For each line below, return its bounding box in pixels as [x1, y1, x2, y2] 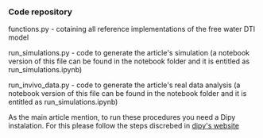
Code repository [8, 6, 73, 17]
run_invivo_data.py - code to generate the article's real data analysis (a [8, 80, 241, 90]
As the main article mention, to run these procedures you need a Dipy [8, 113, 236, 122]
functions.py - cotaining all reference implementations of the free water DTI [8, 25, 256, 34]
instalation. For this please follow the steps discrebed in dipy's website [8, 121, 240, 131]
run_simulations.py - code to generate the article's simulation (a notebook [8, 48, 250, 58]
